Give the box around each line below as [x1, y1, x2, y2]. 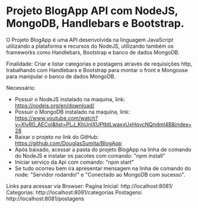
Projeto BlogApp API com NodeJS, [6, 4, 178, 18]
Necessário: [6, 84, 36, 91]
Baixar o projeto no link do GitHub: [14, 133, 99, 140]
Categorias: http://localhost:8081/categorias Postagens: [6, 188, 143, 196]
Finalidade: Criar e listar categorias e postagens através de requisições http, [6, 60, 193, 67]
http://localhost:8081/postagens [6, 195, 85, 202]
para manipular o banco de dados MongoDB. [6, 73, 116, 80]
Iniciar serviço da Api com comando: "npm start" [14, 158, 135, 165]
